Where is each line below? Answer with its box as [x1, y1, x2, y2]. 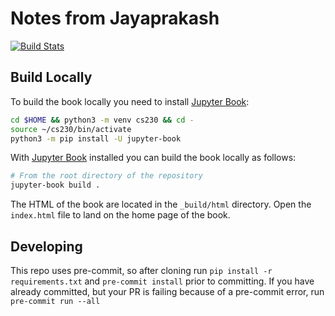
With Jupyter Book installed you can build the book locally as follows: [10, 152, 297, 164]
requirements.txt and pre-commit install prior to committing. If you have [10, 275, 315, 287]
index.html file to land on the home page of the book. [10, 209, 231, 221]
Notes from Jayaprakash [10, 7, 220, 30]
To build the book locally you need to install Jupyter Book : [10, 95, 250, 107]
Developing [10, 238, 83, 255]
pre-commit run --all [10, 296, 101, 306]
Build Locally [10, 69, 93, 86]
